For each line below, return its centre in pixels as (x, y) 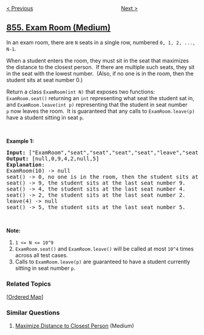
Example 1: (20, 141)
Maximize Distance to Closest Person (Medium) (75, 326)
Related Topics (29, 283)
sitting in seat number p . (45, 268)
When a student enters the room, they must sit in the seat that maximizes (98, 60)
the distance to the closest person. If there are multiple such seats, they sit (100, 67)
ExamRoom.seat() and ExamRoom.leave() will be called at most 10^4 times (104, 249)
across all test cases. (41, 255)
